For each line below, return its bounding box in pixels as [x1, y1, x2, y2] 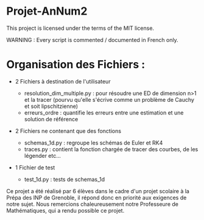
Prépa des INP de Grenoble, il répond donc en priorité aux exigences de [6, 194, 187, 201]
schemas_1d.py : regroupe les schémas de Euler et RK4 [24, 139, 163, 146]
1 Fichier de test [15, 163, 55, 171]
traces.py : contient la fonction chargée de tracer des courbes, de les [24, 145, 199, 153]
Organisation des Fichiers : [6, 58, 146, 71]
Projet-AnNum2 [6, 4, 88, 18]
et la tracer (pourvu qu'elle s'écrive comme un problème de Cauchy [24, 96, 195, 103]
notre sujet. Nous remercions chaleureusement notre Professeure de [6, 200, 178, 208]
